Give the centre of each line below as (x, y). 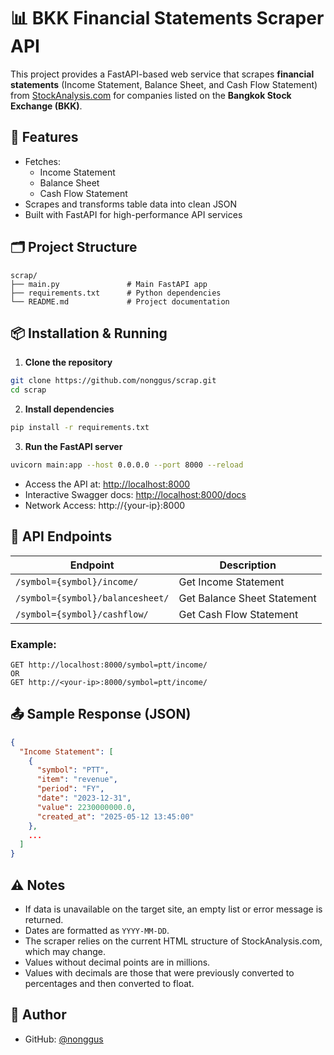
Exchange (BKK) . (46, 106)
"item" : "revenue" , (77, 780)
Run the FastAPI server (73, 446)
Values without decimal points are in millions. (117, 962)
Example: (33, 644)
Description (248, 565)
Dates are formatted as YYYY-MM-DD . (97, 930)
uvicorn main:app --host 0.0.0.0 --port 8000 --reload (127, 465)
